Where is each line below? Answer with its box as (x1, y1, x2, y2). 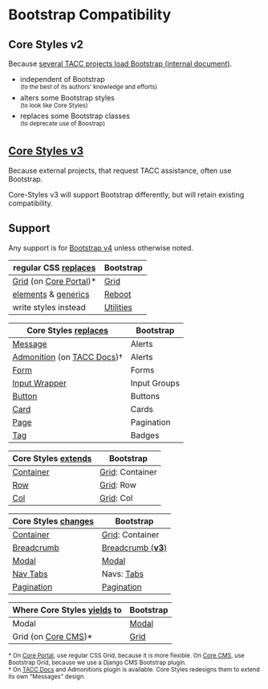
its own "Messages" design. (8, 672, 86, 680)
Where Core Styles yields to (12, 604, 122, 615)
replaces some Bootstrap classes (19, 111, 131, 121)
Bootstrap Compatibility (8, 6, 172, 24)
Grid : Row (99, 479, 136, 491)
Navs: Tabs (101, 568, 144, 579)
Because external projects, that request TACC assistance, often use (8, 165, 232, 175)
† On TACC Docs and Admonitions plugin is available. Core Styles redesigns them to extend (8, 665, 261, 674)
